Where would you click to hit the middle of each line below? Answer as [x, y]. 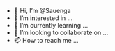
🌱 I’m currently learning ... [51, 25]
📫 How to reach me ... [46, 40]
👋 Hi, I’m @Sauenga [42, 11]
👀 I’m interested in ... [43, 18]
